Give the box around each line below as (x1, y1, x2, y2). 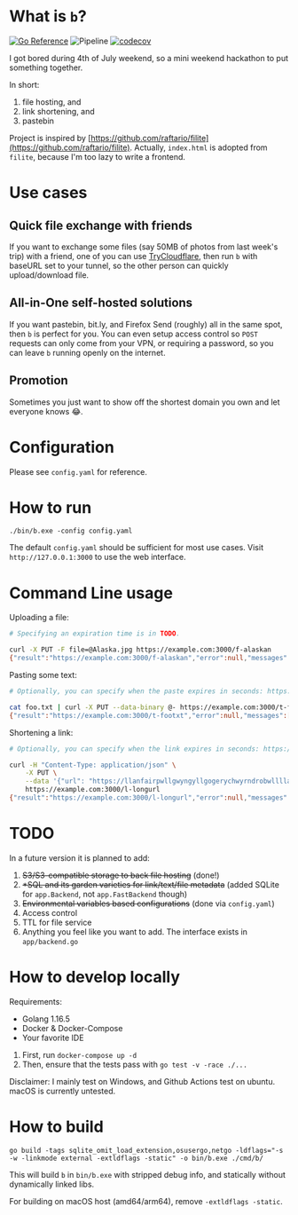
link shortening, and (21, 106, 95, 116)
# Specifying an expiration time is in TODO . (9, 629, 180, 638)
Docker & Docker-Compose (21, 1022, 123, 1033)
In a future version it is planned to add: (9, 852, 151, 863)
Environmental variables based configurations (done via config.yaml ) (21, 898, 275, 909)
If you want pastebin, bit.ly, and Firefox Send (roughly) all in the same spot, (9, 319, 283, 329)
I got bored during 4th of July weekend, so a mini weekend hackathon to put (9, 52, 289, 63)
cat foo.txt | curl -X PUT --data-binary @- (9, 703, 176, 712)
